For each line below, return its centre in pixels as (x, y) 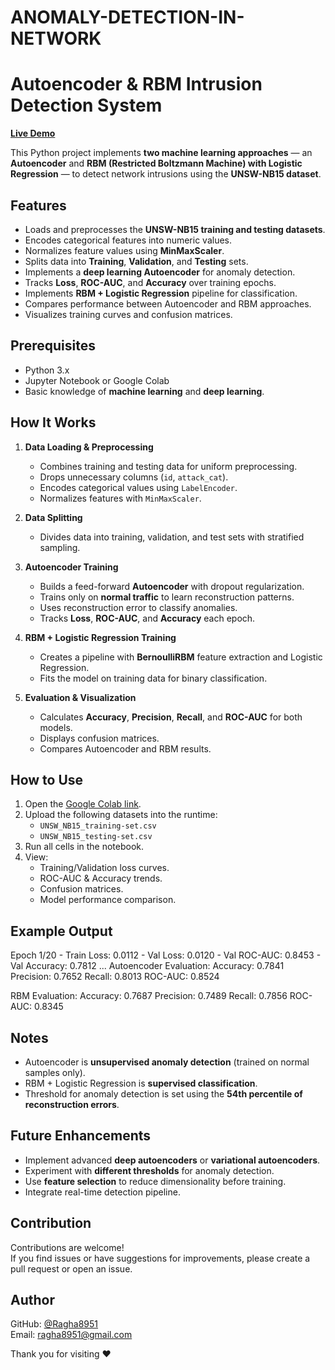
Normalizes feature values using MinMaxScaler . (124, 250)
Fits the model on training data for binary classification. (153, 678)
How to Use (47, 779)
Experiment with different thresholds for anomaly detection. (149, 1170)
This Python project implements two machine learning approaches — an (161, 153)
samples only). (55, 1072)
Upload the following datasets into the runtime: (121, 815)
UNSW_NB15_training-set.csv (98, 826)
